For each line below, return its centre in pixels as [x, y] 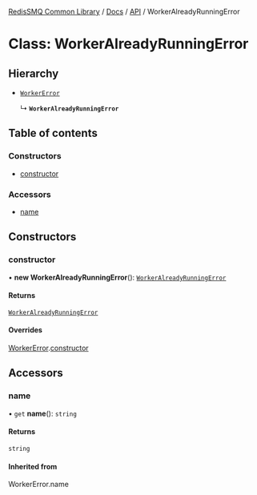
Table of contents [53, 133]
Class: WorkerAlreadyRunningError [128, 44]
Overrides [25, 330]
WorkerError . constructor [49, 348]
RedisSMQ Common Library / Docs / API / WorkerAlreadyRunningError [124, 12]
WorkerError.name [39, 485]
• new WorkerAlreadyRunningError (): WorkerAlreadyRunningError [117, 277]
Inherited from [33, 466]
